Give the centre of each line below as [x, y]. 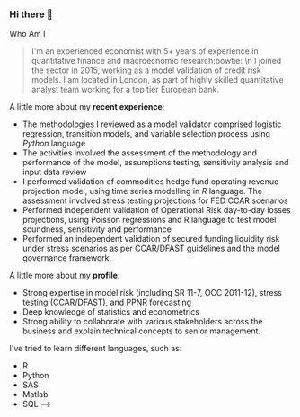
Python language [54, 144]
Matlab [35, 395]
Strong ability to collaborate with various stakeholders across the [142, 322]
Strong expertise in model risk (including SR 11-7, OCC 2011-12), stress [152, 293]
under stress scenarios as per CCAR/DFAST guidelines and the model [151, 248]
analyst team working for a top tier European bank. [125, 90]
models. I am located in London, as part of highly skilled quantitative [158, 80]
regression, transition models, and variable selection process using [146, 134]
